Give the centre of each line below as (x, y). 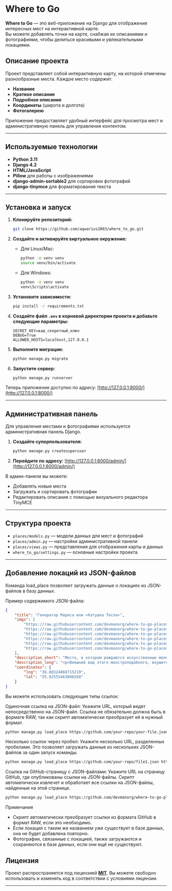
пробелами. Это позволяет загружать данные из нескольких (72, 747)
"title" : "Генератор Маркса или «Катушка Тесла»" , (70, 615)
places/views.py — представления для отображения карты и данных (88, 546)
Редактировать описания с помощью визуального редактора (80, 497)
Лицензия (22, 860)
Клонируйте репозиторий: (42, 220)
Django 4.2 (25, 165)
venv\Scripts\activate (45, 287)
